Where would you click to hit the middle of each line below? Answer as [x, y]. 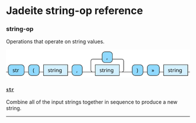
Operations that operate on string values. [55, 41]
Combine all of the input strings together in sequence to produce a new [92, 102]
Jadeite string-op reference [75, 11]
